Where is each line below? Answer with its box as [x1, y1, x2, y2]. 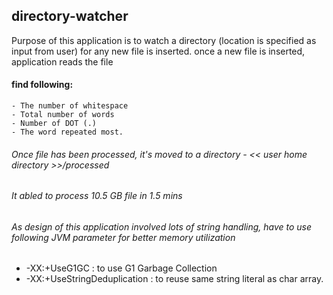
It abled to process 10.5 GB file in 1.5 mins [11, 190, 183, 202]
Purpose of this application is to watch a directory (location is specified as [11, 34, 317, 46]
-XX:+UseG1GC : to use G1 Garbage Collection [25, 262, 218, 274]
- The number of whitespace [11, 101, 129, 111]
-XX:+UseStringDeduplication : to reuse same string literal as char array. [25, 273, 324, 285]
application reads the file [11, 55, 114, 68]
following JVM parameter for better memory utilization [11, 231, 236, 243]
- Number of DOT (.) [11, 119, 98, 129]
